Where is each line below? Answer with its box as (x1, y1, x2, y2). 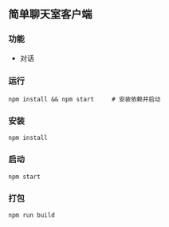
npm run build (8, 211, 56, 219)
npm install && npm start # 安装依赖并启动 (8, 95, 161, 103)
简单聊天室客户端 (8, 7, 92, 22)
